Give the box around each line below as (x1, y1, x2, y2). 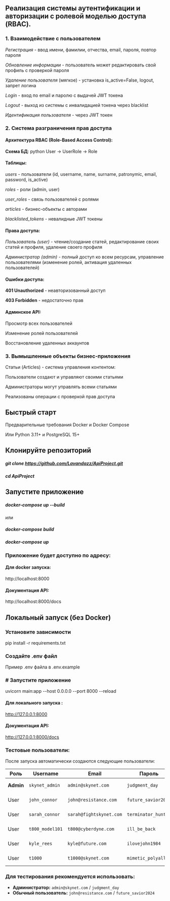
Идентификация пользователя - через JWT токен (5, 111, 113, 118)
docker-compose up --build (5, 502, 65, 508)
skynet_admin (28, 782, 60, 789)
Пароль (139, 770, 159, 777)
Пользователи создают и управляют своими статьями (5, 373, 123, 380)
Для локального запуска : (5, 700, 63, 706)
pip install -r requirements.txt (5, 640, 66, 646)
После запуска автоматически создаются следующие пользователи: (5, 758, 155, 764)
